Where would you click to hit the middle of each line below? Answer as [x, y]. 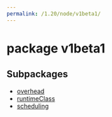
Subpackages [37, 74]
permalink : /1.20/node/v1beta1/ [54, 14]
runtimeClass [36, 98]
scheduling [33, 106]
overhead [30, 91]
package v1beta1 [56, 48]
